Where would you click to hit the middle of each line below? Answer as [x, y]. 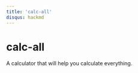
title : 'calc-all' [29, 12]
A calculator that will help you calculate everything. [69, 63]
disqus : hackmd [25, 17]
